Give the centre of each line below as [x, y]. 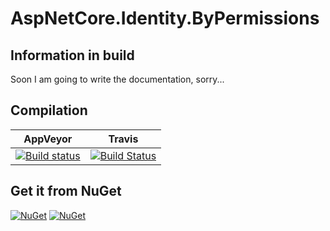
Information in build [72, 55]
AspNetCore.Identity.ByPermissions [165, 18]
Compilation [49, 110]
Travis [123, 139]
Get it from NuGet [66, 191]
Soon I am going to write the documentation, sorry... [117, 79]
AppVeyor [48, 139]
